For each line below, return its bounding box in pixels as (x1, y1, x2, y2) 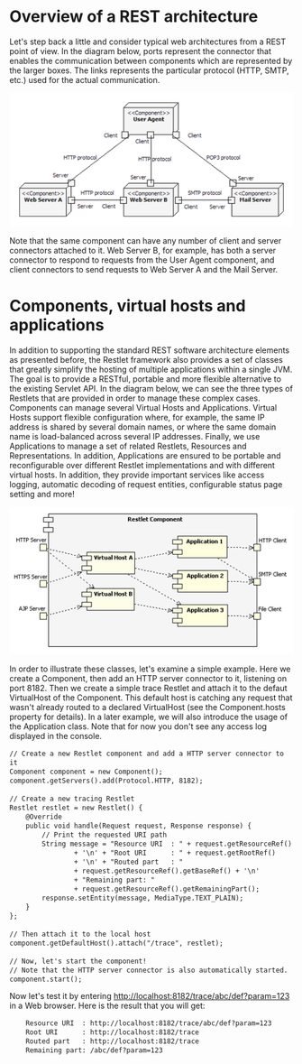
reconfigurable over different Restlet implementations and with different (9, 460, 275, 471)
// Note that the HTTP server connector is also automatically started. (9, 966, 288, 976)
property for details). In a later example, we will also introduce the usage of (9, 711, 288, 723)
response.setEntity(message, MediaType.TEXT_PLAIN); (41, 893, 244, 903)
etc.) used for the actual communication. (9, 74, 160, 85)
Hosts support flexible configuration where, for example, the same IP (9, 412, 265, 423)
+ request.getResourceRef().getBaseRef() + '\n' (73, 866, 260, 876)
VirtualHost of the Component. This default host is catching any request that (9, 692, 293, 703)
